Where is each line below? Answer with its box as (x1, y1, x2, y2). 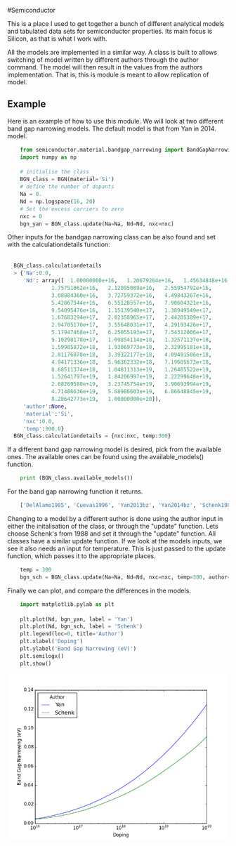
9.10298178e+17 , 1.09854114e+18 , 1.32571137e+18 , (51, 336, 212, 343)
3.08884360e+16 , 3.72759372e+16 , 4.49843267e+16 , (51, 291, 212, 299)
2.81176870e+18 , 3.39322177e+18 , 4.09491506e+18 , (51, 351, 212, 358)
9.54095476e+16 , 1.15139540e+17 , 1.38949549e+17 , (51, 307, 212, 314)
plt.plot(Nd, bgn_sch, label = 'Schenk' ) (20, 623, 143, 630)
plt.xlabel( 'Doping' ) (20, 638, 83, 645)
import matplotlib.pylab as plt (20, 600, 114, 608)
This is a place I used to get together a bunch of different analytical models (7, 20, 225, 27)
